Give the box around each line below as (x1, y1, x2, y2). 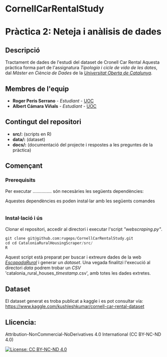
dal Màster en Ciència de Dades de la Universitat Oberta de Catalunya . (5, 70, 153, 76)
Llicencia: (5, 318, 37, 326)
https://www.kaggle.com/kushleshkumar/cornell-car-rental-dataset (5, 303, 144, 309)
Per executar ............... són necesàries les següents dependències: (5, 188, 144, 194)
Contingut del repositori (5, 117, 82, 126)
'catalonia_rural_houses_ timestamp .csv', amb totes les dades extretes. (5, 270, 151, 276)
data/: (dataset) (12, 136, 46, 142)
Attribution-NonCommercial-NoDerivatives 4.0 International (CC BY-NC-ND (5, 331, 161, 337)
